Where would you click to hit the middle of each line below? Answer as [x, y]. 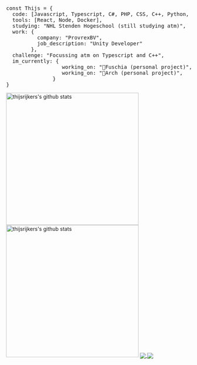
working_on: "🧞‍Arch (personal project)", [122, 73]
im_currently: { [36, 61]
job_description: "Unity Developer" [90, 43]
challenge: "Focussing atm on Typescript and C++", [88, 55]
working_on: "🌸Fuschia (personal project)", [127, 67]
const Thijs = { [29, 8]
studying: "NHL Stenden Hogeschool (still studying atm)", [99, 26]
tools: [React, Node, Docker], [57, 20]
